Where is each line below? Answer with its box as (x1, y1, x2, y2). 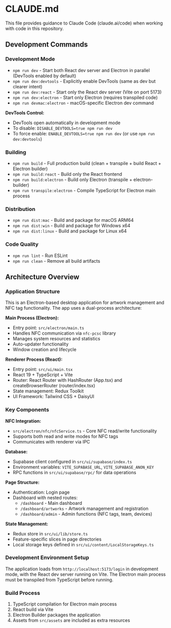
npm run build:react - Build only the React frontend (12, 171, 123, 177)
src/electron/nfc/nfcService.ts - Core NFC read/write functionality (12, 428, 157, 434)
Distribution (5, 205, 36, 213)
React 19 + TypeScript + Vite (12, 371, 73, 378)
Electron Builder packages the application (12, 612, 101, 618)
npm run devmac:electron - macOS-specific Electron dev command (12, 100, 154, 106)
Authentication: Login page (12, 489, 70, 495)
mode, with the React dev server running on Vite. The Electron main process (5, 571, 166, 577)
